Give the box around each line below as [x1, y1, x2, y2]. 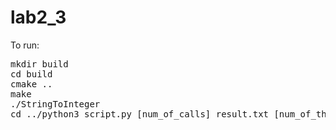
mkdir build [10, 58, 69, 70]
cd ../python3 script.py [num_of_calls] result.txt [10, 108, 270, 120]
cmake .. [10, 78, 53, 90]
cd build [10, 68, 53, 80]
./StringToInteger [10, 98, 101, 110]
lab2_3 [10, 6, 67, 29]
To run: [10, 39, 40, 51]
